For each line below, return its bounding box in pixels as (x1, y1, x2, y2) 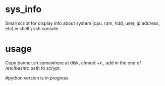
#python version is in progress (5, 74, 69, 81)
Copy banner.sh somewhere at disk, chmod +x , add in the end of (5, 59, 141, 66)
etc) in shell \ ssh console (5, 25, 59, 31)
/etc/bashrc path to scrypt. (5, 65, 61, 71)
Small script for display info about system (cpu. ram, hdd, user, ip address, (5, 20, 160, 26)
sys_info (5, 4, 42, 15)
